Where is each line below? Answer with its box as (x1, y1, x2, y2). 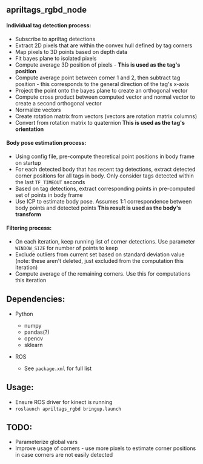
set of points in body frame (15, 191, 83, 199)
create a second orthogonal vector (15, 99, 102, 107)
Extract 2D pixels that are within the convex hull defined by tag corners (15, 42, 193, 49)
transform (15, 210, 41, 217)
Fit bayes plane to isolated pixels (15, 55, 97, 62)
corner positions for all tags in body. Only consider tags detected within (15, 172, 194, 179)
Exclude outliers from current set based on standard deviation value (15, 251, 185, 258)
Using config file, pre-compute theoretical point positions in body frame (15, 153, 195, 160)
